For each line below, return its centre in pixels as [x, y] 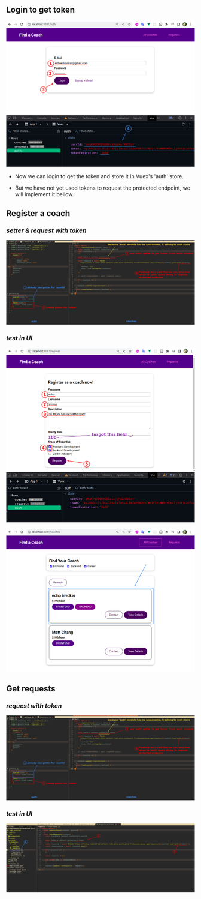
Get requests [31, 689]
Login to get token [41, 10]
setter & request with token [46, 230]
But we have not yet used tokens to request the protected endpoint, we [102, 188]
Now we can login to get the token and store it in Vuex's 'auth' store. [99, 176]
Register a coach [38, 213]
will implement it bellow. [44, 194]
